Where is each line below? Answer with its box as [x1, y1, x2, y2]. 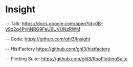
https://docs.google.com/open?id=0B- [21, 20, 103, 27]
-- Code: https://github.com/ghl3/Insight [5, 36, 91, 42]
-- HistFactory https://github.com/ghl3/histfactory [5, 46, 110, 52]
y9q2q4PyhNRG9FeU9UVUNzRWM [5, 26, 81, 32]
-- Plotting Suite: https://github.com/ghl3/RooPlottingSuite [5, 55, 128, 62]
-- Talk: [5, 20, 21, 27]
